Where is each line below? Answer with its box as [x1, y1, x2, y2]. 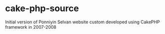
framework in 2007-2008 [5, 24, 57, 30]
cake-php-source [5, 3, 79, 14]
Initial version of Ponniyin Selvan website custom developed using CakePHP [5, 19, 160, 25]
